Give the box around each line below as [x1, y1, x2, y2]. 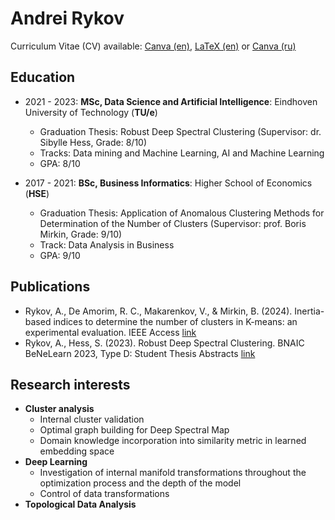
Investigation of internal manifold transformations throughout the [39, 467, 307, 479]
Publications [10, 278, 91, 296]
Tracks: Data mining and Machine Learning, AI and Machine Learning [39, 147, 325, 159]
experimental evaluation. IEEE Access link [24, 326, 197, 338]
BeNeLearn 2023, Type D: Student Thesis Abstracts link [24, 347, 256, 359]
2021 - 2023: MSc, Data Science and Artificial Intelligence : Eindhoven [24, 95, 318, 107]
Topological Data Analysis [24, 498, 137, 511]
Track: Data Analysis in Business [39, 238, 175, 251]
